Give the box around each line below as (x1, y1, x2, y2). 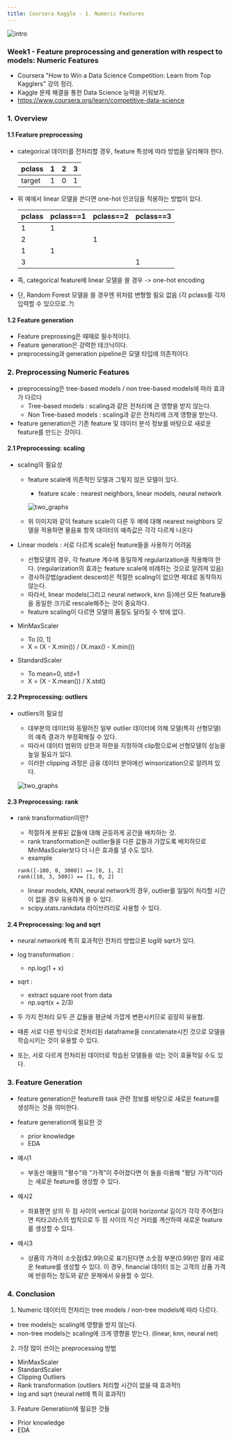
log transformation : (17, 950, 74, 959)
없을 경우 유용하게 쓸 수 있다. (35, 895, 113, 904)
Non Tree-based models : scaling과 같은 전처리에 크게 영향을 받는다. (27, 410, 218, 419)
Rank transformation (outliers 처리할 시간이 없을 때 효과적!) (17, 1381, 181, 1389)
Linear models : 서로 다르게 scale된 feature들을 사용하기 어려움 (17, 541, 192, 549)
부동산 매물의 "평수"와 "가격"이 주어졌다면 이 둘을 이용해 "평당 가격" (27, 1168, 212, 1177)
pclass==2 (93, 212, 129, 222)
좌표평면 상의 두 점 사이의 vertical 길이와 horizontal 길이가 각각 (27, 1207, 200, 1215)
